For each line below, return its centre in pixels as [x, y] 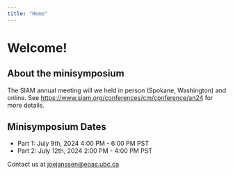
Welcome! [37, 48]
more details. [26, 105]
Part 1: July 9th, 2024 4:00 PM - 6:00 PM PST [83, 144]
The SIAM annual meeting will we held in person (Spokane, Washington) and [117, 90]
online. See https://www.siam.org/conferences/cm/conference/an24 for [110, 97]
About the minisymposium [66, 74]
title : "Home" [28, 14]
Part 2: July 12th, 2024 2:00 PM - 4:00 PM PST [85, 151]
